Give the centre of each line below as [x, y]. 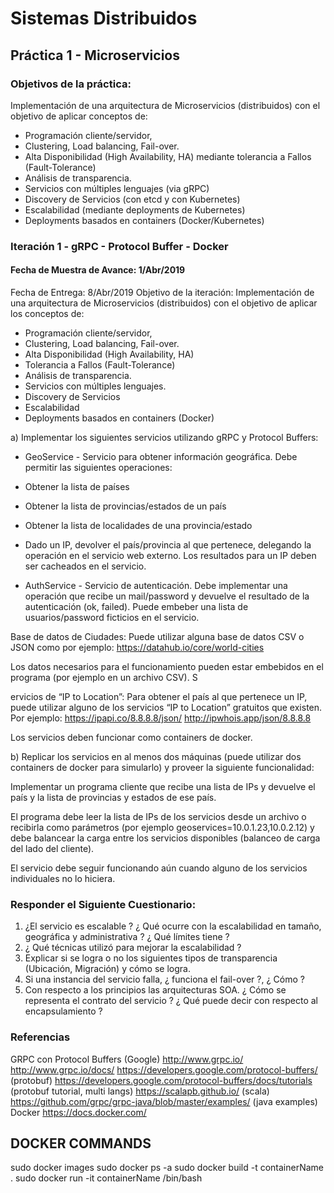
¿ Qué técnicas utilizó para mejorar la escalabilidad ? [133, 948]
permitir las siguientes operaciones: [98, 467]
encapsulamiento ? [63, 1011]
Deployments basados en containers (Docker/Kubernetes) [144, 220]
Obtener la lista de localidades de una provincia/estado [138, 525]
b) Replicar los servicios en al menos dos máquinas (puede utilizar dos [156, 756]
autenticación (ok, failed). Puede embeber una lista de [136, 606]
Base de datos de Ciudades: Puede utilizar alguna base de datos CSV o [157, 636]
